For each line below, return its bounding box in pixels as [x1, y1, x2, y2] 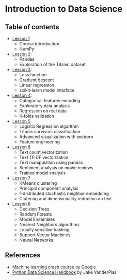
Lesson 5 [12, 118, 31, 124]
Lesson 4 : [12, 92, 32, 98]
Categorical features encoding [19, 98, 80, 103]
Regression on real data [19, 108, 67, 114]
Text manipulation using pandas [19, 159, 83, 165]
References [5, 251, 41, 260]
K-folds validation [19, 113, 54, 119]
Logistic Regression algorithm [19, 123, 79, 129]
